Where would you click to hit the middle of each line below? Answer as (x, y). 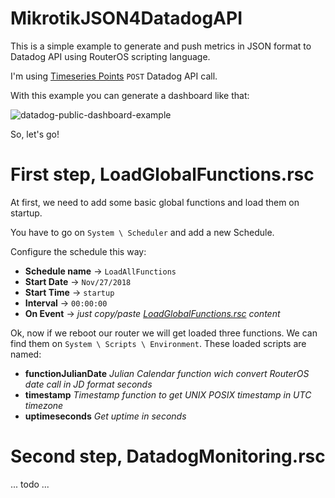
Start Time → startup (69, 292)
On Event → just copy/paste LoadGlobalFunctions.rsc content (152, 313)
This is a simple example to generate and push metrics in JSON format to (161, 46)
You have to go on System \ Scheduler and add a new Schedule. (142, 232)
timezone (44, 405)
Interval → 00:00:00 (66, 303)
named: (26, 354)
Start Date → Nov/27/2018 (78, 281)
